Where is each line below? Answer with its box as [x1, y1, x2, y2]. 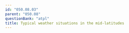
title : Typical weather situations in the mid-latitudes [5, 20, 125, 26]
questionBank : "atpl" [5, 16, 50, 21]
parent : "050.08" [5, 12, 41, 16]
